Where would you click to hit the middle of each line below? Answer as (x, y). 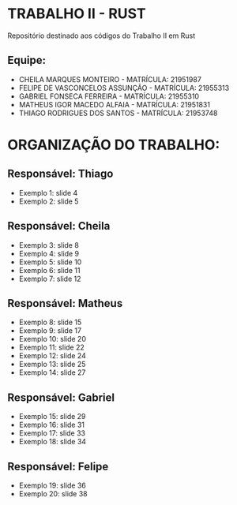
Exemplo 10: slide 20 (52, 339)
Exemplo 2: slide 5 (49, 201)
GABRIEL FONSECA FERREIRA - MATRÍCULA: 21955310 (109, 96)
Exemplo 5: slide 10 (50, 262)
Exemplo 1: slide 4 (48, 193)
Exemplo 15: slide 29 (52, 417)
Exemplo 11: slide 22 (51, 347)
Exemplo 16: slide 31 (51, 425)
